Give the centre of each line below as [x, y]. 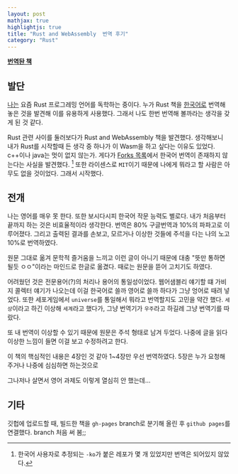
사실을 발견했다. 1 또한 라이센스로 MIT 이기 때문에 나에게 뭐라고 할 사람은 [124, 163]
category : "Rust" [33, 41]
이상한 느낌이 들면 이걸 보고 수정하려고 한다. [68, 341]
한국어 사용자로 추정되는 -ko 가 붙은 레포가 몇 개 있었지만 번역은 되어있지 [117, 454]
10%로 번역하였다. [33, 243]
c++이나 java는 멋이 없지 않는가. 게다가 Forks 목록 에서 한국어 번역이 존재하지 [114, 155]
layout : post [27, 14]
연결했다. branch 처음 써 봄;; [47, 432]
